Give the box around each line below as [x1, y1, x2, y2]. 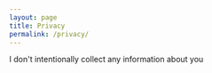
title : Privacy [9, 21, 66, 30]
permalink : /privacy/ [9, 29, 90, 38]
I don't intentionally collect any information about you [9, 54, 204, 65]
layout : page [9, 12, 58, 22]
